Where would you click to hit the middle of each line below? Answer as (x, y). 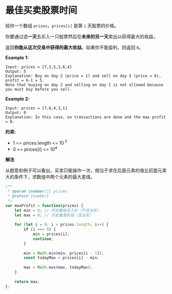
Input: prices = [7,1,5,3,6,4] (39, 67)
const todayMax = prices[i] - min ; (62, 258)
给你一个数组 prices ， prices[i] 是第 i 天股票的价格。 (62, 26)
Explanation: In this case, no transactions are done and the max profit (86, 117)
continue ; (43, 239)
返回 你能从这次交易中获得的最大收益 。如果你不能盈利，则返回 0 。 (74, 47)
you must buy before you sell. (39, 89)
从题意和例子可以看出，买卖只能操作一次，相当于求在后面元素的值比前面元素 (86, 171)
